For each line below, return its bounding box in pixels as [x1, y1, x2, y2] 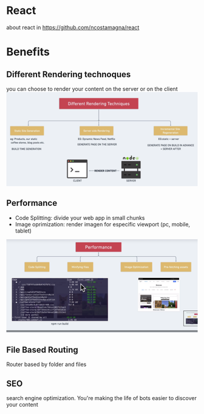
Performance [6, 198, 58, 208]
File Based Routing [6, 344, 78, 355]
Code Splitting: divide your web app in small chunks [15, 214, 145, 222]
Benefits [6, 45, 50, 59]
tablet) [15, 227, 32, 234]
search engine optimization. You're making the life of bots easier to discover [6, 395, 197, 402]
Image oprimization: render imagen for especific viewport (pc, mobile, [15, 220, 190, 228]
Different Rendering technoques [6, 69, 131, 80]
